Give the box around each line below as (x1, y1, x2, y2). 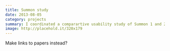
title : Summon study (5, 7, 49, 13)
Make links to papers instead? (5, 40, 68, 46)
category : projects (5, 17, 47, 22)
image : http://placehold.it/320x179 (5, 26, 82, 31)
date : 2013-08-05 (5, 12, 42, 17)
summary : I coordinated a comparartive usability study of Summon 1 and (5, 21, 162, 27)
